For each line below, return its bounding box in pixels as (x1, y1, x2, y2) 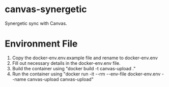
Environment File (5, 38, 78, 50)
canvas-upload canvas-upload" (27, 76, 94, 82)
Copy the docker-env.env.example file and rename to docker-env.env (12, 55, 158, 61)
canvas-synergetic (5, 4, 87, 15)
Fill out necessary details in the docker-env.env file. (12, 60, 121, 66)
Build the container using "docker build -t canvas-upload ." (12, 65, 136, 71)
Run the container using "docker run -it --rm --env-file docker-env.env (12, 71, 161, 77)
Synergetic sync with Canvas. (5, 20, 67, 26)
